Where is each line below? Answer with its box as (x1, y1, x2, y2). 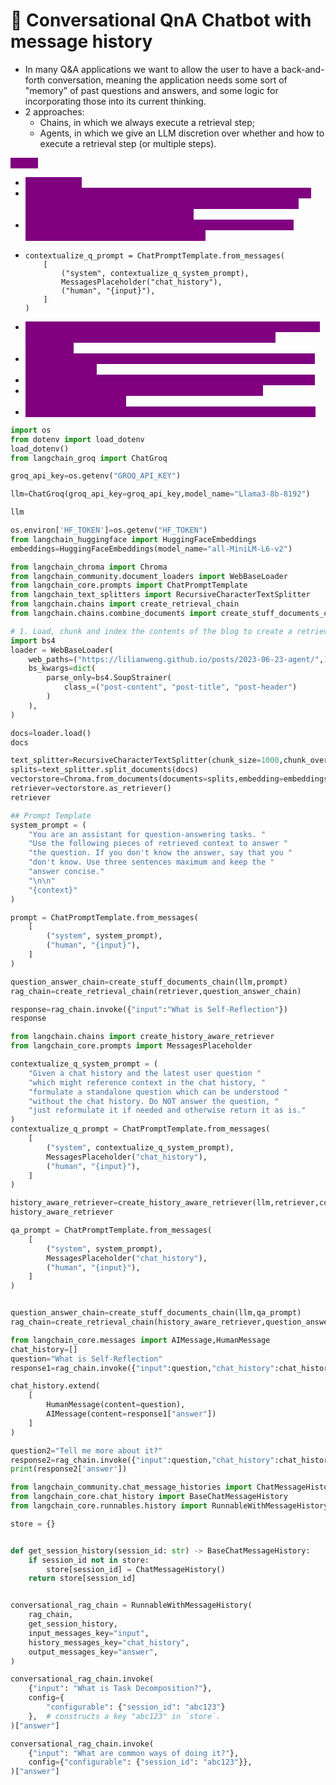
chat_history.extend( (10, 1381, 101, 1391)
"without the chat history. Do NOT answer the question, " (28, 1096, 280, 1106)
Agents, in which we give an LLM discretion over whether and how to (39, 127, 325, 139)
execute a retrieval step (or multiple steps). (39, 137, 217, 149)
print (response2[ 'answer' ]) (10, 1464, 128, 1474)
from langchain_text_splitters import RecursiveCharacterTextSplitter (10, 590, 311, 600)
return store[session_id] (28, 1574, 137, 1584)
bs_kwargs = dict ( (28, 664, 97, 674)
